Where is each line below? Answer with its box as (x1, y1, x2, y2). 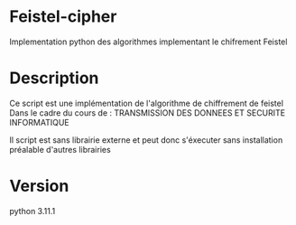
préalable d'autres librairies (9, 144, 111, 155)
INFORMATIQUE (9, 117, 69, 127)
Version (9, 176, 69, 196)
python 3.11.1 (9, 205, 56, 216)
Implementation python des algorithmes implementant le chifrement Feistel (9, 36, 288, 47)
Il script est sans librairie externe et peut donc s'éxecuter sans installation (9, 134, 283, 145)
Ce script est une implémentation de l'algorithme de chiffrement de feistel (9, 98, 284, 108)
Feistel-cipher (9, 6, 117, 27)
